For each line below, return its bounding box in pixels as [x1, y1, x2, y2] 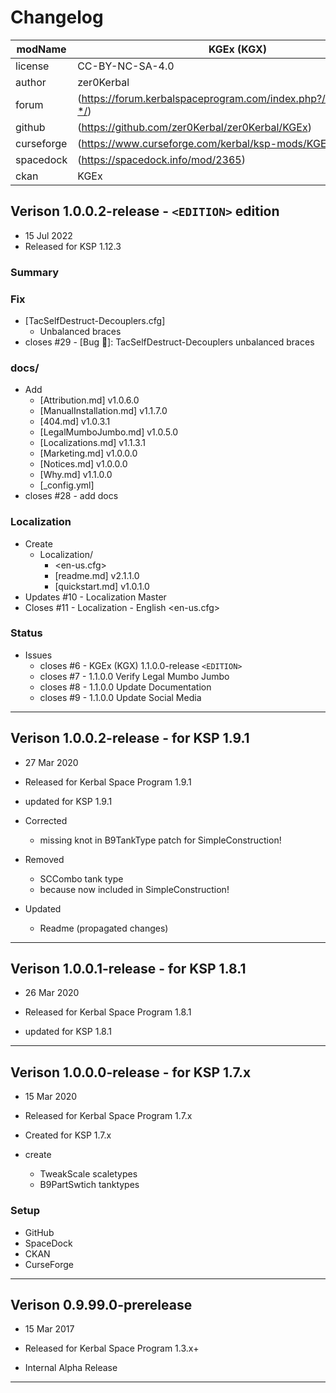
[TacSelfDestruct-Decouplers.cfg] [24, 314, 166, 326]
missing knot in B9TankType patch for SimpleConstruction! [39, 834, 282, 846]
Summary [10, 265, 60, 279]
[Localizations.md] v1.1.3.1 [39, 437, 146, 449]
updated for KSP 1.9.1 [24, 795, 113, 807]
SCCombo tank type [39, 872, 124, 885]
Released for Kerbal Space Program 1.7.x [24, 1110, 193, 1122]
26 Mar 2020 [24, 987, 80, 999]
